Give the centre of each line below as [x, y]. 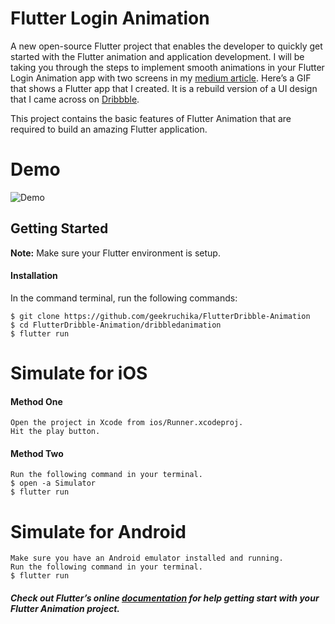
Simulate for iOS [79, 373]
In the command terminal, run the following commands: [124, 298]
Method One [36, 401]
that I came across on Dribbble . [75, 99]
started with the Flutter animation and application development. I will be [157, 56]
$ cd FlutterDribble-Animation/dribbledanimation [116, 325]
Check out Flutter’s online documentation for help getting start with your [165, 598]
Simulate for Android [98, 531]
